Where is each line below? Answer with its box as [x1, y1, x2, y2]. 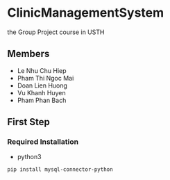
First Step [7, 116, 50, 128]
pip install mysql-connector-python [7, 166, 113, 173]
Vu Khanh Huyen [17, 88, 66, 97]
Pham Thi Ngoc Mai [17, 74, 74, 82]
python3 [17, 153, 42, 161]
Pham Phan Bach [17, 96, 67, 104]
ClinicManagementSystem [7, 5, 164, 21]
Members [7, 48, 50, 60]
